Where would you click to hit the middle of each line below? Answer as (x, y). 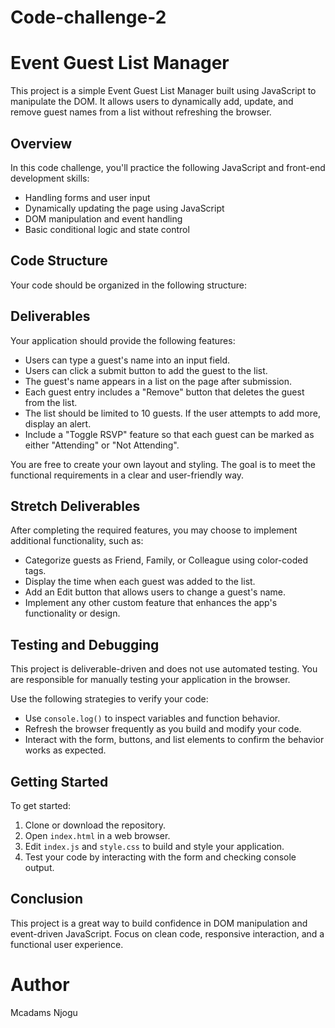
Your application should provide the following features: (123, 340)
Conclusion (47, 899)
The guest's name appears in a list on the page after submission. (158, 381)
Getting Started (59, 781)
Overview (41, 143)
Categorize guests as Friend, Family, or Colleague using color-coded (166, 560)
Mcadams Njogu (44, 1012)
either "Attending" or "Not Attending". (102, 445)
